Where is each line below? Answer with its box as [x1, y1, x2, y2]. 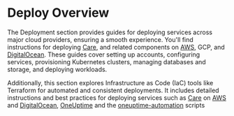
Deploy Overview [7, 5, 110, 21]
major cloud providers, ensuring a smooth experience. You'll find [7, 35, 193, 43]
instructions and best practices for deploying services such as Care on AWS [7, 93, 227, 102]
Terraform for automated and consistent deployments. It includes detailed [7, 86, 219, 94]
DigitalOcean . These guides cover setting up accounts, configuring [7, 50, 200, 59]
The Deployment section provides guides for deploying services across [7, 28, 213, 36]
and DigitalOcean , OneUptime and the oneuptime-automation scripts [7, 101, 205, 109]
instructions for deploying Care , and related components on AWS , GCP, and [7, 43, 225, 51]
